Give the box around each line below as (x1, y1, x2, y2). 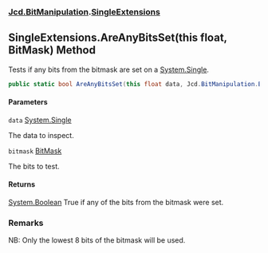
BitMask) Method (8, 43, 96, 57)
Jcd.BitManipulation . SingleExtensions (8, 6, 161, 18)
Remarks (8, 217, 44, 228)
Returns (8, 180, 36, 189)
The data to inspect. (8, 130, 74, 140)
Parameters (8, 97, 48, 107)
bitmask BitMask (8, 146, 62, 156)
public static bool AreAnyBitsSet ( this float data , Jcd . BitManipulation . (8, 80, 259, 88)
